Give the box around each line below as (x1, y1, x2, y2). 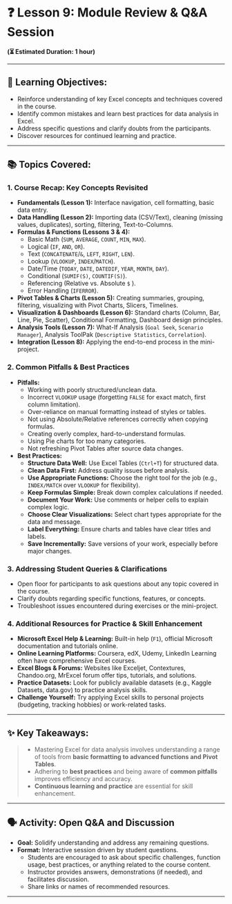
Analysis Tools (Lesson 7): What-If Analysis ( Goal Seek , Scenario (17, 323, 204, 331)
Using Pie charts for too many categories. (27, 437, 146, 445)
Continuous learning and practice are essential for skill (34, 782, 193, 790)
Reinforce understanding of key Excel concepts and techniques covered (17, 95, 223, 103)
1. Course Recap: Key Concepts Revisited (7, 183, 148, 193)
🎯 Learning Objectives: (7, 77, 108, 88)
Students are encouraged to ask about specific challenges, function (27, 853, 221, 861)
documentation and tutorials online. (17, 642, 119, 650)
